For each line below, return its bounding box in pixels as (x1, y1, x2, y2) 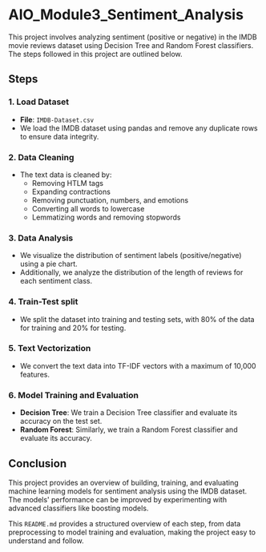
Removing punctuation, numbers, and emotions (31, 195, 189, 205)
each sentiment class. (19, 276, 93, 286)
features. (19, 369, 50, 379)
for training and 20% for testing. (19, 323, 127, 332)
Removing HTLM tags (31, 178, 104, 187)
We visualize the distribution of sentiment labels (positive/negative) (19, 251, 242, 260)
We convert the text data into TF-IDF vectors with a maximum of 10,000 (19, 361, 256, 370)
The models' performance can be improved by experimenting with (8, 494, 227, 504)
